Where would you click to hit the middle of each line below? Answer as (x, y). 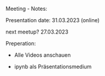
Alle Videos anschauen (42, 55)
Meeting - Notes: (27, 9)
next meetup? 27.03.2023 (37, 32)
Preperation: (21, 43)
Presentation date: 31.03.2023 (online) (52, 20)
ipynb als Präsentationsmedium (53, 66)
